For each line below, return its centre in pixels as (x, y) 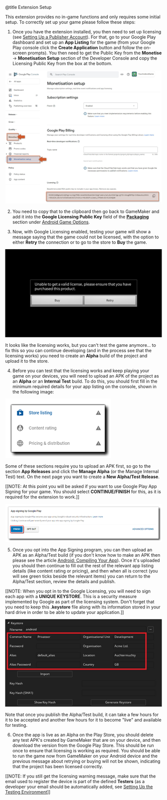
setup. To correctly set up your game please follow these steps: (70, 22)
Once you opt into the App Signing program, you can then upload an (82, 550)
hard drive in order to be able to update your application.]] (65, 612)
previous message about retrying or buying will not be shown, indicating (86, 761)
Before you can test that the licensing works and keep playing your (81, 371)
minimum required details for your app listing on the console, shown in (84, 387)
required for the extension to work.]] (42, 497)
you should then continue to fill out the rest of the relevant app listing (83, 565)
